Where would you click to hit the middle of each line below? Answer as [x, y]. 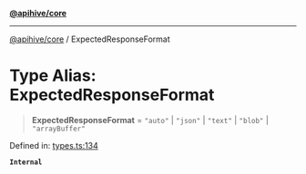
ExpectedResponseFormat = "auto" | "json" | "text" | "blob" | [150, 120]
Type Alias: [53, 76]
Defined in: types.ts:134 [54, 145]
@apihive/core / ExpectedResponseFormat [90, 39]
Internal [26, 162]
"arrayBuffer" [58, 129]
